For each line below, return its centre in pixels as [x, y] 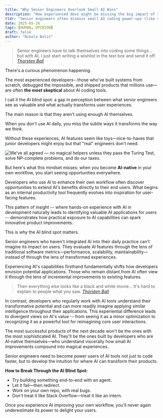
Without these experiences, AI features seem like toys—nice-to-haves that [80, 138]
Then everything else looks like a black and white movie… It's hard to [86, 286]
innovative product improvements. [39, 223]
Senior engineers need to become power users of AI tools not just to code [79, 356]
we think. [14, 129]
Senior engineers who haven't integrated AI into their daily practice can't [78, 241]
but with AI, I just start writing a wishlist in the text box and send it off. [86, 56]
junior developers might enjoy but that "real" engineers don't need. [72, 143]
